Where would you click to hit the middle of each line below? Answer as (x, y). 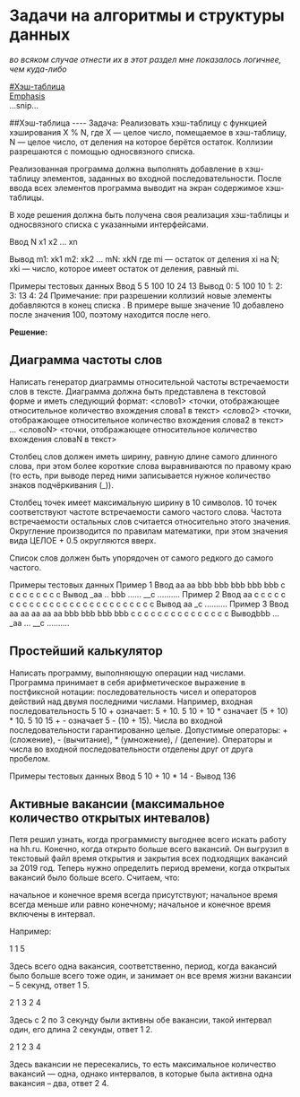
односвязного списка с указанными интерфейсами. (109, 224)
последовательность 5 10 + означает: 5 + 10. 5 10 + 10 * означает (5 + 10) (149, 710)
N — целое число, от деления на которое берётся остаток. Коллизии (141, 142)
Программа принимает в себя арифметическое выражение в (128, 682)
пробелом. (30, 758)
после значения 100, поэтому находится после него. (110, 314)
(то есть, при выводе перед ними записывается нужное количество (140, 475)
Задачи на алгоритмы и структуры (147, 16)
